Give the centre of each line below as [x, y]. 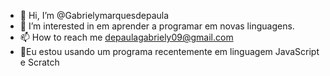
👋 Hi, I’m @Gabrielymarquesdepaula [94, 15]
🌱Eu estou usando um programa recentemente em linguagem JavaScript [169, 51]
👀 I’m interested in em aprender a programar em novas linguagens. [157, 26]
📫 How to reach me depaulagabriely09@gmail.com [126, 37]
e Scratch [39, 62]
